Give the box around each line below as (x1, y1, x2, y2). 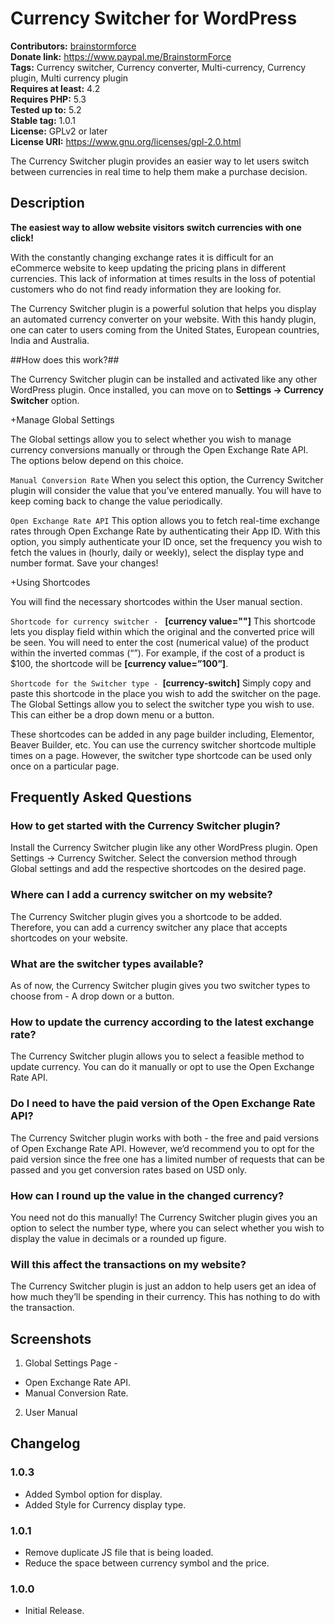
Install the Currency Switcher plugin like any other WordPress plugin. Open (10, 842, 318, 854)
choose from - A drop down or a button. (10, 990, 175, 1002)
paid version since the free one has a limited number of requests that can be (10, 1153, 325, 1165)
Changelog (10, 1435, 81, 1452)
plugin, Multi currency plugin (10, 72, 129, 84)
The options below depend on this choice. (10, 454, 184, 466)
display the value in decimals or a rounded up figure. (10, 1232, 227, 1244)
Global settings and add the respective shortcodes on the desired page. (10, 863, 307, 875)
